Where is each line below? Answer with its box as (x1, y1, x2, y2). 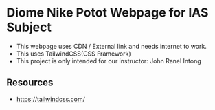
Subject (6, 19, 52, 35)
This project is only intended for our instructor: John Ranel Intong (16, 56, 202, 65)
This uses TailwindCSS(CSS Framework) (16, 49, 131, 58)
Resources (6, 77, 54, 89)
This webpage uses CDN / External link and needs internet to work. (16, 42, 207, 50)
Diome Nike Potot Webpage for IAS (6, 5, 209, 21)
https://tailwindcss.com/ (16, 95, 85, 103)
